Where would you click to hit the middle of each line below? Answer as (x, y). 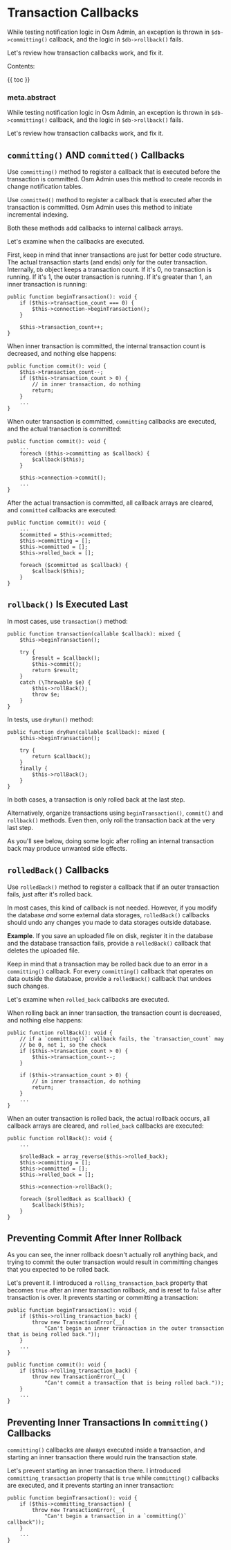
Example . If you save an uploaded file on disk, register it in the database (110, 935)
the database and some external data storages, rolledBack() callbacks (108, 914)
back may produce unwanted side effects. (67, 848)
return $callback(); (62, 756)
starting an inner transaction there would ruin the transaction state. (102, 1457)
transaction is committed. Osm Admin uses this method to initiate (100, 207)
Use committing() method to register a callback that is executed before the (114, 172)
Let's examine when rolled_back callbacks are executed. (88, 999)
